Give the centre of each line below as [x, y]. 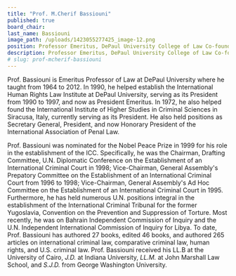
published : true [31, 20]
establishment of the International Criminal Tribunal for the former [103, 205]
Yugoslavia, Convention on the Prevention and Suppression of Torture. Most [117, 212]
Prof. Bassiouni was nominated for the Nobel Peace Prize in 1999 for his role [117, 145]
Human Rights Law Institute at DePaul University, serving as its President [112, 94]
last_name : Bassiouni [39, 33]
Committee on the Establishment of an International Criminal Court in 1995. [115, 190]
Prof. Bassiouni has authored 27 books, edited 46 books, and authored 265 [116, 235]
